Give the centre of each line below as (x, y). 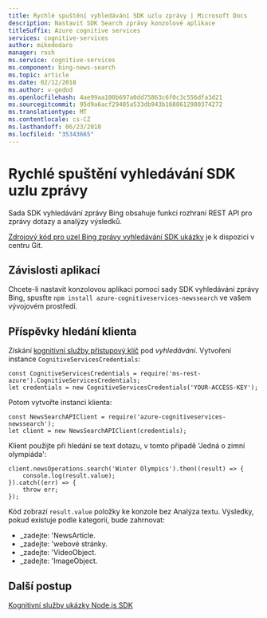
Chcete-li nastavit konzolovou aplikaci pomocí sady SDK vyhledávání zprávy (133, 289)
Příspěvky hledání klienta (73, 331)
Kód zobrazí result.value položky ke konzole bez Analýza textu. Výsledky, (131, 512)
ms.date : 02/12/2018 (43, 82)
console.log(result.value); (69, 476)
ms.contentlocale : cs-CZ (49, 120)
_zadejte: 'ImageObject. (59, 561)
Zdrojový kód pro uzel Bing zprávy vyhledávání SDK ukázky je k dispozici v (132, 237)
